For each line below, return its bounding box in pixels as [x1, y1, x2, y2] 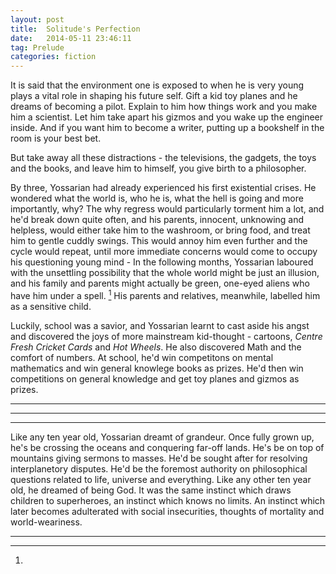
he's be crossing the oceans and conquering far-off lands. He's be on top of [10, 441, 325, 453]
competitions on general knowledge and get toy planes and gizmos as [10, 372, 300, 385]
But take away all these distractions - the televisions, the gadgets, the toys [10, 152, 317, 164]
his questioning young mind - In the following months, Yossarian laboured [10, 256, 314, 268]
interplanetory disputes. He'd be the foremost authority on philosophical [10, 462, 308, 475]
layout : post [10, 14, 65, 25]
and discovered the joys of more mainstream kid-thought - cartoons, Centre [10, 330, 323, 342]
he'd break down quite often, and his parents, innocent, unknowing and [10, 214, 305, 226]
